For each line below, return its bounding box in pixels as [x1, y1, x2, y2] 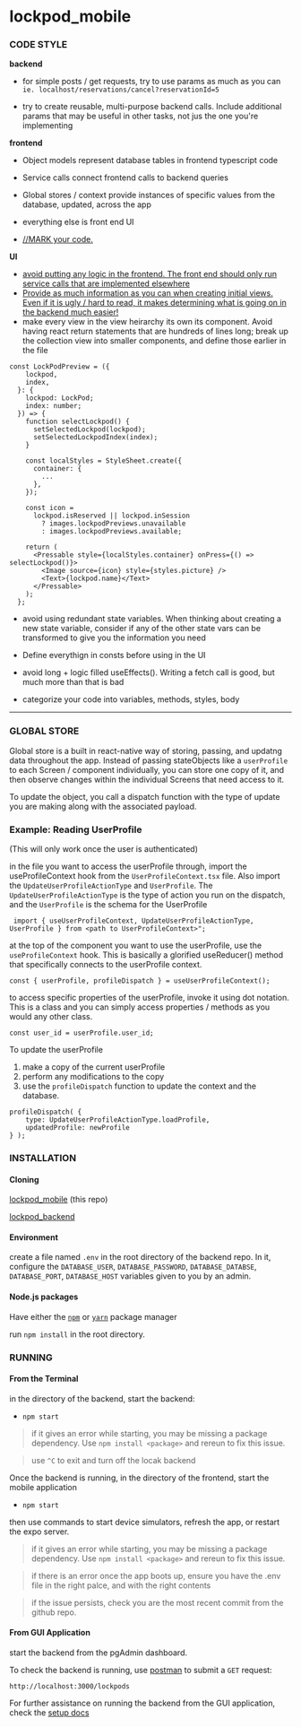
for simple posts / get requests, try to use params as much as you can [21, 76, 281, 87]
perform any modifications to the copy [21, 1072, 165, 1082]
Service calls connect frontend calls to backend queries [21, 172, 228, 183]
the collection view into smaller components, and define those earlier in [21, 335, 287, 346]
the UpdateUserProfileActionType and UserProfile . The [9, 881, 213, 891]
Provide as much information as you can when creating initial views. [21, 288, 273, 299]
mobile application [9, 1481, 78, 1492]
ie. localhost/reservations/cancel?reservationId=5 [21, 85, 219, 95]
